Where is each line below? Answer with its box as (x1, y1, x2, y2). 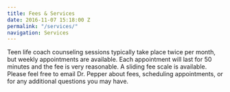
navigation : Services (7, 29, 69, 36)
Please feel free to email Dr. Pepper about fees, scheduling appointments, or (7, 70, 223, 78)
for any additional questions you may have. (7, 77, 129, 86)
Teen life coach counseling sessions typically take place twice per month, (7, 48, 216, 56)
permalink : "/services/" (7, 23, 78, 30)
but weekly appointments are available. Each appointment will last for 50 (7, 56, 212, 64)
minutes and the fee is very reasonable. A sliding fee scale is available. (7, 62, 207, 71)
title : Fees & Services (7, 10, 76, 17)
